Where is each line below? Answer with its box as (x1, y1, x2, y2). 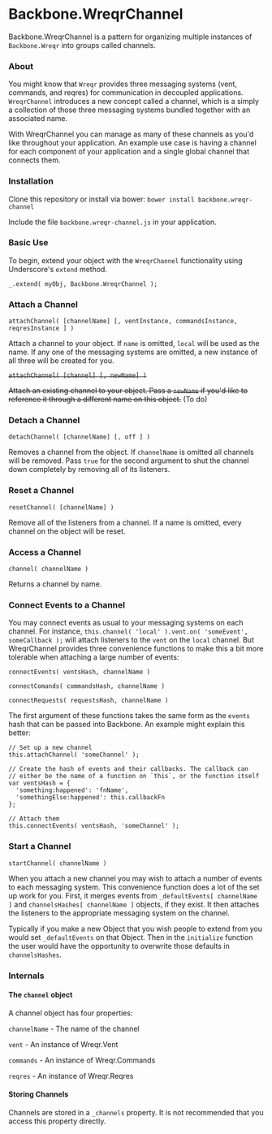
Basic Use (8, 237, 49, 249)
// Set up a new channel (8, 744, 93, 752)
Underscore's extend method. (8, 264, 108, 274)
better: (8, 728, 31, 738)
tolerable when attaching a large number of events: (8, 652, 179, 662)
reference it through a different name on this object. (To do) (8, 395, 208, 405)
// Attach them (8, 815, 60, 823)
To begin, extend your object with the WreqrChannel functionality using (8, 255, 243, 265)
